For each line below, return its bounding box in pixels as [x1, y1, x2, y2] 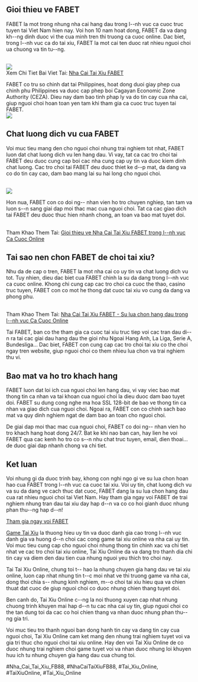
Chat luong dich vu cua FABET [6, 129, 119, 139]
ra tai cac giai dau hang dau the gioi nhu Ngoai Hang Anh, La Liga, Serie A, [11, 335, 193, 342]
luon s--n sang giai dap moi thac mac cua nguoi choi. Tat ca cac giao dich [6, 205, 187, 212]
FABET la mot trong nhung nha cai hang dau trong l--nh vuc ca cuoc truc [6, 20, 184, 27]
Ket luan [6, 459, 37, 469]
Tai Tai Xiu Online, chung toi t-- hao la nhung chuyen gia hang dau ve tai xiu [6, 566, 191, 573]
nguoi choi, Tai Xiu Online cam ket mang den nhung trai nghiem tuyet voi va [6, 633, 190, 640]
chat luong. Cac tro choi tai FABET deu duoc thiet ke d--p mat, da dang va [6, 163, 186, 170]
